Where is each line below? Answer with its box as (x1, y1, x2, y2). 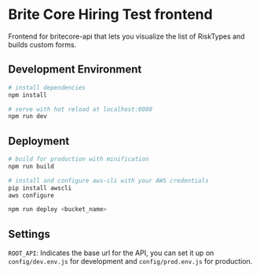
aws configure (8, 191, 55, 199)
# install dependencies (8, 83, 86, 91)
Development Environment (8, 63, 142, 76)
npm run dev (8, 113, 47, 120)
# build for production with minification (8, 155, 149, 163)
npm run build (8, 162, 55, 170)
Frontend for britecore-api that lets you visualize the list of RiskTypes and (8, 31, 245, 41)
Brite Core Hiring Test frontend (8, 6, 214, 24)
